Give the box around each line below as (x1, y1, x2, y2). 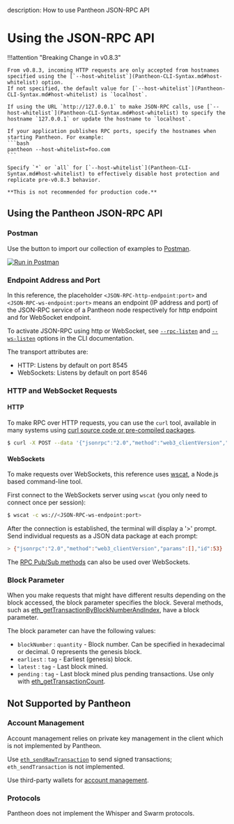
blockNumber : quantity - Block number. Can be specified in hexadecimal (17, 640, 225, 648)
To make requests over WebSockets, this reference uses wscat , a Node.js (7, 470, 219, 479)
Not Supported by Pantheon (7, 697, 131, 709)
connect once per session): (7, 498, 86, 507)
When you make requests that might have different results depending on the (7, 591, 226, 600)
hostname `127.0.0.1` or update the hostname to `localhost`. (7, 115, 192, 123)
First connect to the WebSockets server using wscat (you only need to (7, 491, 208, 499)
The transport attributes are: (7, 348, 88, 356)
